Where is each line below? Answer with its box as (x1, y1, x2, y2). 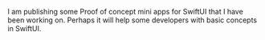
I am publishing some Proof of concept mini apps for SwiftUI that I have (7, 7, 244, 16)
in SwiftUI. (7, 24, 42, 33)
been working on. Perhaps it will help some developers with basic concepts (7, 15, 258, 25)
